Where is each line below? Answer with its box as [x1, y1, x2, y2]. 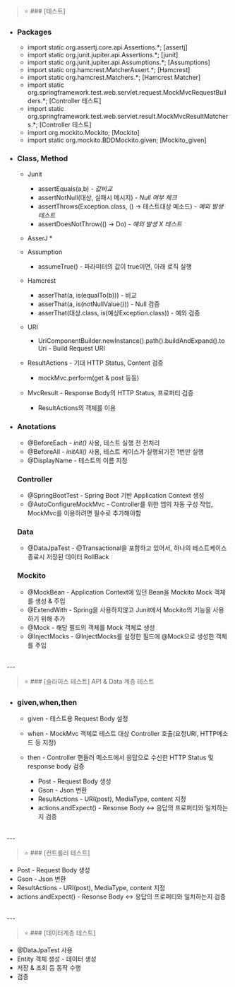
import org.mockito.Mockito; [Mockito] [27, 129, 140, 137]
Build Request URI [52, 344, 105, 352]
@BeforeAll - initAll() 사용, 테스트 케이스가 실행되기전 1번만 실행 [27, 447, 204, 455]
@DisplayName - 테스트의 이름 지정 [27, 456, 128, 465]
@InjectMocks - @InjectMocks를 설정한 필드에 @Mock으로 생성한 [27, 632, 215, 641]
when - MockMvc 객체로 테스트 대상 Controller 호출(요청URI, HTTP [27, 730, 217, 738]
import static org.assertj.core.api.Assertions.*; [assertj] [27, 43, 188, 52]
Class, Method [16, 153, 68, 163]
